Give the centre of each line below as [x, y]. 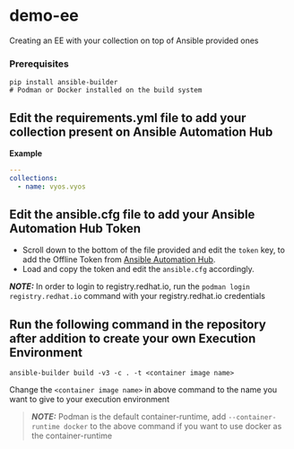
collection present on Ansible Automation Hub [141, 132]
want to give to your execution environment [90, 400]
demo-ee [44, 16]
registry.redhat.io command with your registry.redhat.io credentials [138, 296]
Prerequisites [39, 64]
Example [26, 154]
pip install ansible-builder [64, 83]
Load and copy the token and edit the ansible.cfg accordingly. [138, 269]
